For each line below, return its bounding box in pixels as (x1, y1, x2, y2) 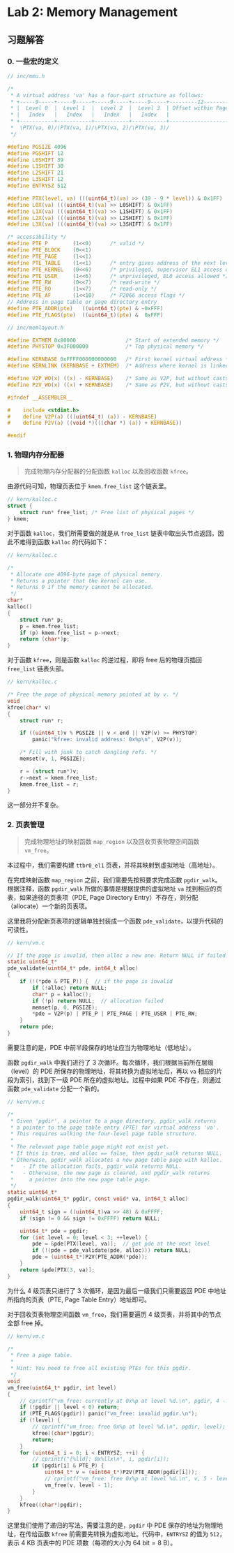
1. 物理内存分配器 (7, 450, 65, 460)
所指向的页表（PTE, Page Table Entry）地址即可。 (7, 1295, 151, 1304)
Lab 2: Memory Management (7, 4, 178, 20)
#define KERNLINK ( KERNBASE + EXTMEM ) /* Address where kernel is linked (7, 363, 229, 370)
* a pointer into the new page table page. (10, 1176, 151, 1183)
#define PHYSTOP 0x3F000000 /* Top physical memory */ (7, 343, 204, 350)
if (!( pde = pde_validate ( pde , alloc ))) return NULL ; (32, 1247, 192, 1254)
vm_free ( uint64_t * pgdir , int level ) (7, 1384, 117, 1391)
